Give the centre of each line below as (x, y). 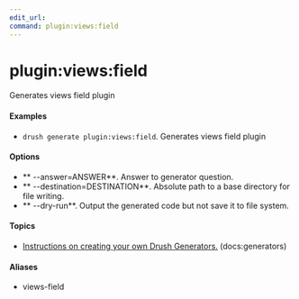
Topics (23, 226)
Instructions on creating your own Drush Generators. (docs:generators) (154, 246)
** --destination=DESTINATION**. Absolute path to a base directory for (156, 186)
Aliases (24, 267)
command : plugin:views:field (64, 26)
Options (25, 157)
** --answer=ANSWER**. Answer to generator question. (128, 177)
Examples (28, 116)
